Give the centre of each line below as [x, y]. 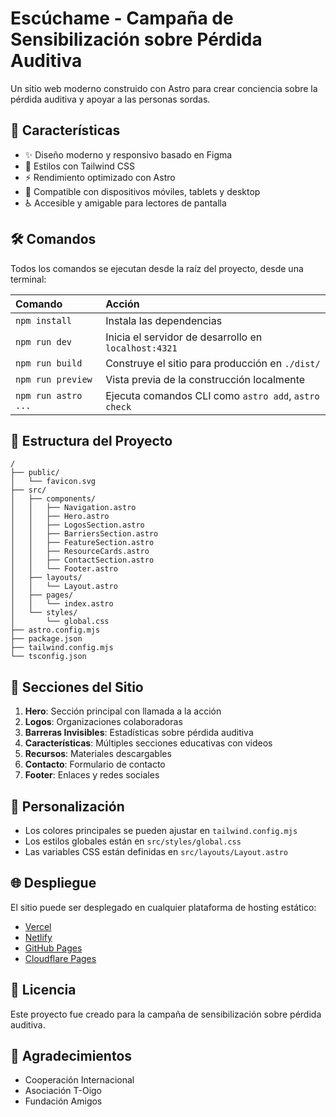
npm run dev [44, 341]
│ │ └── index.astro [62, 604]
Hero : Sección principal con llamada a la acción [123, 711]
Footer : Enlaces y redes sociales [92, 775]
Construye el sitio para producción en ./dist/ [213, 363]
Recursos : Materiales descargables [98, 754]
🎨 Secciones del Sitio [77, 687]
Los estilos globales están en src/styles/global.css [133, 841]
